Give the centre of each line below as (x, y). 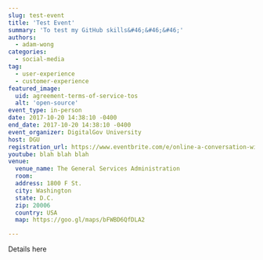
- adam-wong (35, 45)
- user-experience (45, 74)
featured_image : (34, 88)
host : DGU (24, 139)
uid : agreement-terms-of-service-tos (77, 96)
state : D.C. (35, 198)
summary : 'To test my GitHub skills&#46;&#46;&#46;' (96, 30)
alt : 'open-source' (47, 103)
